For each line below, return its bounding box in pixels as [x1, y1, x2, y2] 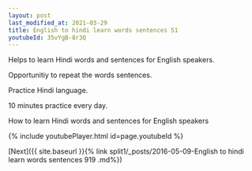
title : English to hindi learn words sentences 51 [8, 26, 179, 34]
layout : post [8, 11, 51, 20]
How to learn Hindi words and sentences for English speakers [8, 116, 209, 126]
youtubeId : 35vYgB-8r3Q [8, 33, 87, 42]
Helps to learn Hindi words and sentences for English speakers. [8, 55, 215, 65]
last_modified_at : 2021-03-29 [8, 19, 108, 27]
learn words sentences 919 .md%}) [8, 155, 122, 165]
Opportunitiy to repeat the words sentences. [8, 70, 152, 80]
